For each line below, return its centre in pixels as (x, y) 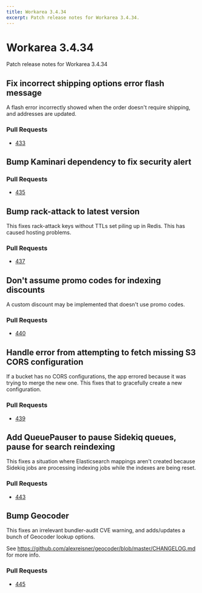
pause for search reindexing (61, 447)
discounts (26, 290)
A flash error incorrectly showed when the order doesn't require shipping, (99, 107)
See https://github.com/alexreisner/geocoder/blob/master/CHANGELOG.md (101, 549)
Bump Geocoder (38, 516)
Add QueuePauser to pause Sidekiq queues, (91, 437)
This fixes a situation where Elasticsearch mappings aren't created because (101, 461)
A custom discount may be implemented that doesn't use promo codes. (96, 304)
